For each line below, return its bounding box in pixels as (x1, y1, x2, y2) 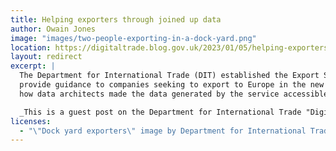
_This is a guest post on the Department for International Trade (19, 107, 302, 117)
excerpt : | (10, 61, 56, 71)
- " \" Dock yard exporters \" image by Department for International (19, 126, 307, 136)
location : (10, 42, 52, 53)
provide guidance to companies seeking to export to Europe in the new (19, 80, 325, 90)
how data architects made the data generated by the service (19, 89, 280, 99)
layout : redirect (10, 52, 83, 62)
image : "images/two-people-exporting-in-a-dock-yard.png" (10, 33, 257, 43)
